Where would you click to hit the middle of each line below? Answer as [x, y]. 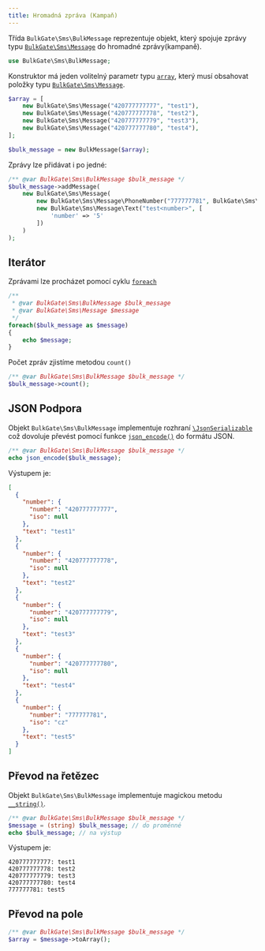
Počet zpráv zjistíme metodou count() [70, 362]
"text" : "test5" [49, 737]
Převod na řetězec [54, 776]
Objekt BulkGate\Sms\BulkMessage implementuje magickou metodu [115, 795]
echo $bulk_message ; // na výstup [65, 833]
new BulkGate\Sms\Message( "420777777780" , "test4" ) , [111, 128]
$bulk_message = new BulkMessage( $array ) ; [79, 150]
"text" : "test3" [49, 635]
